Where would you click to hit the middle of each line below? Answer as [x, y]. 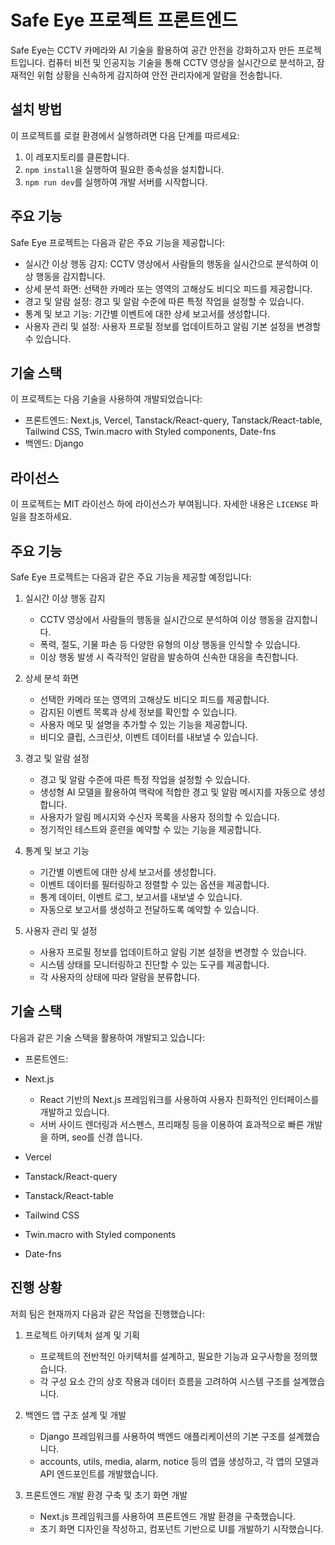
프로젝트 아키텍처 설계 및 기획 [82, 1335]
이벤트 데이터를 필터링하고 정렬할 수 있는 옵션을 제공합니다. [154, 884]
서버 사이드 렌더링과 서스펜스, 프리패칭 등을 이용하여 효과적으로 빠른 [172, 1124]
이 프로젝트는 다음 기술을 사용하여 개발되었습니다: [106, 399]
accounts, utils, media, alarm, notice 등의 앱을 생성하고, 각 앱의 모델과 [179, 1461]
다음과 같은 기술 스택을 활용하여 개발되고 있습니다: [108, 1037]
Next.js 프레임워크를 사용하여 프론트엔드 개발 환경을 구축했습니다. [167, 1516]
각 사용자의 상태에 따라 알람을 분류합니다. [120, 977]
